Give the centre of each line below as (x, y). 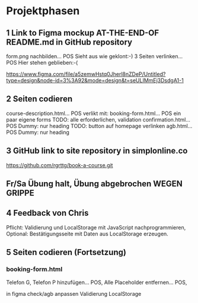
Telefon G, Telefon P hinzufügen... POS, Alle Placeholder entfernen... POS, (97, 282)
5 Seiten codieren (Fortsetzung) (66, 252)
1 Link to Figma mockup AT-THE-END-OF (83, 33)
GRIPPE (20, 193)
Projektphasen (43, 11)
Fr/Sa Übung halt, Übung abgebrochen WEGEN (94, 184)
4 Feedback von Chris (47, 213)
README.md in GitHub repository (69, 42)
